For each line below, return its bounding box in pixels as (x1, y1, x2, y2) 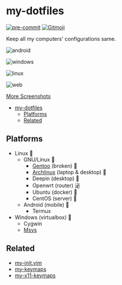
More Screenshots (6, 92, 51, 100)
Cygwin (23, 220, 42, 227)
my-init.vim (14, 259, 42, 266)
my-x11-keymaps (14, 271, 56, 279)
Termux (32, 207, 51, 214)
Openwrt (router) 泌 (32, 182, 81, 189)
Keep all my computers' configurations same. (6, 35, 116, 42)
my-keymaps (14, 265, 47, 273)
